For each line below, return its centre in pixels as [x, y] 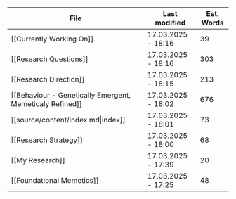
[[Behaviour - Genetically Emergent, [71, 95]
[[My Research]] [38, 160]
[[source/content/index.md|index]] [68, 120]
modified [170, 23]
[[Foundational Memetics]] [55, 180]
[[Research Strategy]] [47, 140]
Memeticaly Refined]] [47, 104]
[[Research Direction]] [48, 79]
